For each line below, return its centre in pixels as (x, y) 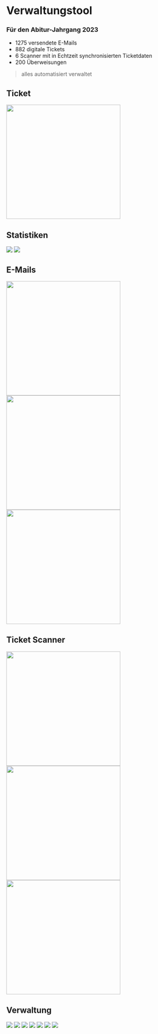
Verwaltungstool (49, 11)
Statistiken (27, 235)
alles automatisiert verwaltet (57, 74)
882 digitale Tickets (40, 49)
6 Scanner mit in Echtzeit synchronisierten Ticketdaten (84, 56)
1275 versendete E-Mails (46, 43)
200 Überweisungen (41, 62)
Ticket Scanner (36, 640)
